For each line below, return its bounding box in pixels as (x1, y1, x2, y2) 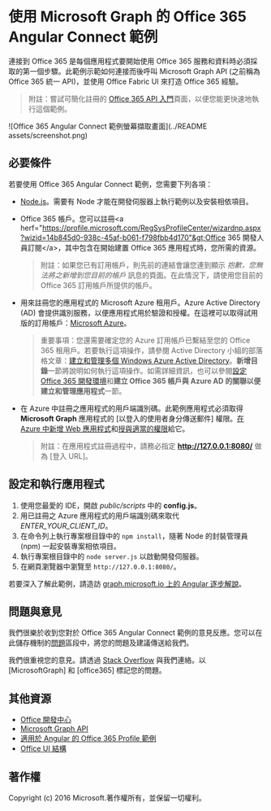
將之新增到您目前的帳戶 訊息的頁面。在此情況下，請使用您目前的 (47, 270, 264, 280)
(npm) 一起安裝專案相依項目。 (19, 541, 122, 551)
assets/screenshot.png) (8, 130, 88, 140)
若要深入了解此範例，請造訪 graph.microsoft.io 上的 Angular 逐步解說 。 (8, 578, 246, 588)
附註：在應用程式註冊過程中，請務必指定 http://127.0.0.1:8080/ (40, 441, 253, 451)
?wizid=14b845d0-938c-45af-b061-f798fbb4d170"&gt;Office (19, 233, 226, 242)
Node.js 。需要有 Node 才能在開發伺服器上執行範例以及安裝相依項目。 (19, 196, 253, 206)
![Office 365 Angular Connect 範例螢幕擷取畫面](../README (8, 121, 208, 131)
